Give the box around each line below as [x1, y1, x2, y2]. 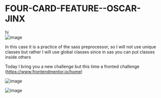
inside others [5, 54, 32, 60]
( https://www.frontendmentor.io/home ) [5, 68, 83, 74]
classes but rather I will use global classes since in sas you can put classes [5, 49, 155, 55]
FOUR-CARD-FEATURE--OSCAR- [5, 3, 141, 14]
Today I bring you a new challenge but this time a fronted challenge [5, 64, 140, 69]
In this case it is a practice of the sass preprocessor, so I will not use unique [5, 44, 157, 49]
